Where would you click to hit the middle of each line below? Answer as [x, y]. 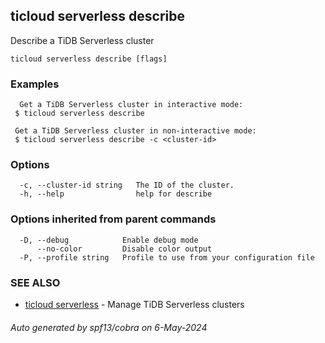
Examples [35, 84]
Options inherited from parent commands [113, 219]
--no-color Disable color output [124, 249]
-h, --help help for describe [116, 194]
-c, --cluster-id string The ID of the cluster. [127, 185]
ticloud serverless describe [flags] [89, 59]
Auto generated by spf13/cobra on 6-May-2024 [109, 327]
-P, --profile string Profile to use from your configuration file [167, 257]
